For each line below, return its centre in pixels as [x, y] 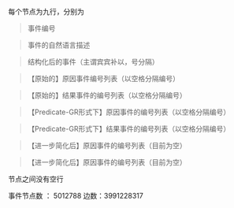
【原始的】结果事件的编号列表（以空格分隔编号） [107, 95]
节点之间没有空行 [36, 179]
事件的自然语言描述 [59, 45]
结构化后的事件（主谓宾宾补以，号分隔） [93, 62]
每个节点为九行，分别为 [46, 11]
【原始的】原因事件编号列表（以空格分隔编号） [103, 78]
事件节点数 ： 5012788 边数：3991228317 [76, 196]
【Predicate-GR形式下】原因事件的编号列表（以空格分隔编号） [129, 112]
